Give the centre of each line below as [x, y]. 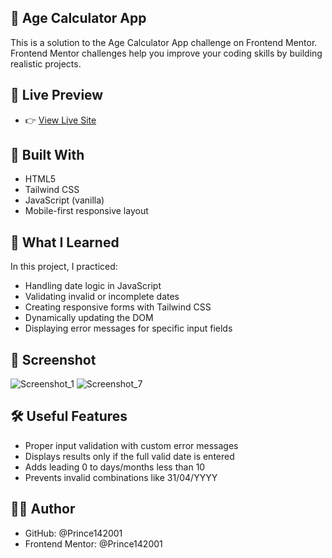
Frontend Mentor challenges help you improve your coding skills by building [166, 53]
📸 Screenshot [53, 359]
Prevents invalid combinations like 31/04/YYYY [121, 477]
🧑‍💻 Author [43, 509]
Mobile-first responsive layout [86, 211]
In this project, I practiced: [64, 267]
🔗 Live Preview [57, 95]
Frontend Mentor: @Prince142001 [93, 543]
